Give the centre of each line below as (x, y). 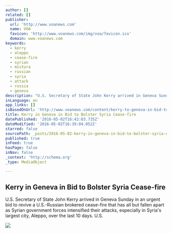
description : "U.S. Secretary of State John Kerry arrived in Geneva (81, 96)
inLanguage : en (21, 100)
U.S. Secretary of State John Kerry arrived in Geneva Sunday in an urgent (83, 199)
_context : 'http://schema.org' (39, 157)
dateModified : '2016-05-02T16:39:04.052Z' (51, 124)
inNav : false (19, 153)
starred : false (21, 129)
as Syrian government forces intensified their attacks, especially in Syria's (83, 211)
